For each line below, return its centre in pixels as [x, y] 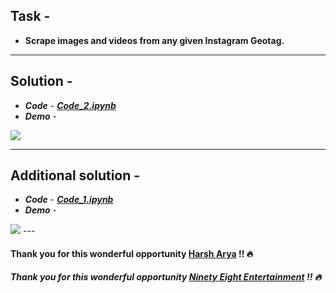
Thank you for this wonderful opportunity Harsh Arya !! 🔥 [132, 254]
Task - [30, 16]
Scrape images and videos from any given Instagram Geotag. [154, 40]
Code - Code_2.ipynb [70, 105]
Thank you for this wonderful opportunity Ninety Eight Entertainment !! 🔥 [166, 276]
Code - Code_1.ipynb [69, 200]
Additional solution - [75, 175]
